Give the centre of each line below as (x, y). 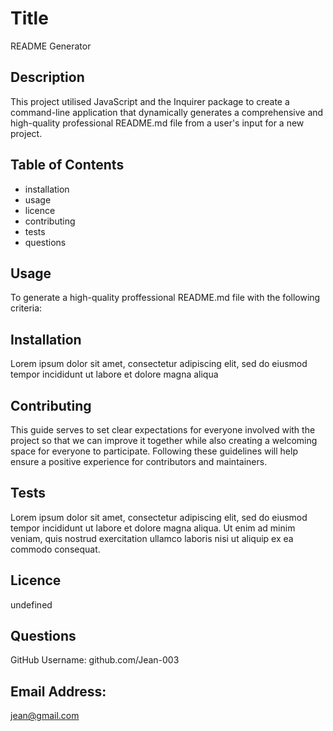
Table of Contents (67, 165)
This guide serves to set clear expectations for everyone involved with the (163, 430)
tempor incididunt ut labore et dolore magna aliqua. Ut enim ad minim (153, 528)
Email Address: (58, 691)
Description (47, 77)
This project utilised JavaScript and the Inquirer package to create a (150, 101)
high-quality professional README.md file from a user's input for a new (157, 123)
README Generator (51, 46)
